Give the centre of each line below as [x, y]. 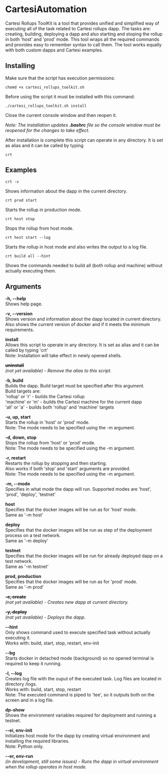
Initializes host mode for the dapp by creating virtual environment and [77, 736]
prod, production [23, 576]
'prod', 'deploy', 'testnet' [31, 494]
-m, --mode [18, 484]
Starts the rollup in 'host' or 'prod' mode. [47, 422]
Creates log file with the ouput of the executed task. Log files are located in [83, 679]
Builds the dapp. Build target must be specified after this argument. [75, 386]
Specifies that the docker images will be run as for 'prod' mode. [71, 582]
